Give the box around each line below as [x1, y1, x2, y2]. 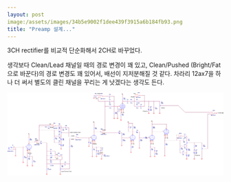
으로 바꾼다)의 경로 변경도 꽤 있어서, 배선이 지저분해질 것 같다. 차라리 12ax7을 [7, 70, 214, 78]
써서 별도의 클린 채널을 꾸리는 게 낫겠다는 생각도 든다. [21, 78, 165, 86]
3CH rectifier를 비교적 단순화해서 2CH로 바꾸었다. [7, 46, 142, 54]
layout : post [7, 11, 45, 18]
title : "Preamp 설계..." [7, 26, 76, 32]
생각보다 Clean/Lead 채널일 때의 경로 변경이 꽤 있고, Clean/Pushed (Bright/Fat [7, 61, 221, 69]
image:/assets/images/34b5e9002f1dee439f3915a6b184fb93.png [7, 18, 184, 26]
